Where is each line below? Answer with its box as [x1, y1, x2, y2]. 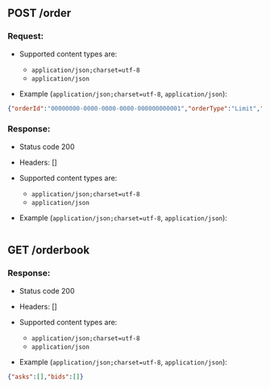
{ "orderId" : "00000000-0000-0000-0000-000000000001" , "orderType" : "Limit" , [7, 104, 261, 112]
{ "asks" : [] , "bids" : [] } [7, 373, 84, 381]
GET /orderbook [7, 244, 90, 257]
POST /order [7, 6, 72, 20]
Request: [7, 31, 44, 42]
